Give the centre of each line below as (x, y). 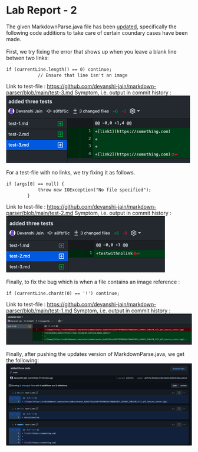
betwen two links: (27, 58)
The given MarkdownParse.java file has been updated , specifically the (91, 27)
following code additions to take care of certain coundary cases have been (97, 32)
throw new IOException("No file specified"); (94, 190)
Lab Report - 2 (42, 10)
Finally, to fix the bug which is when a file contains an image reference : (93, 282)
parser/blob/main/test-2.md (40, 213)
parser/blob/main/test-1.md (39, 311)
